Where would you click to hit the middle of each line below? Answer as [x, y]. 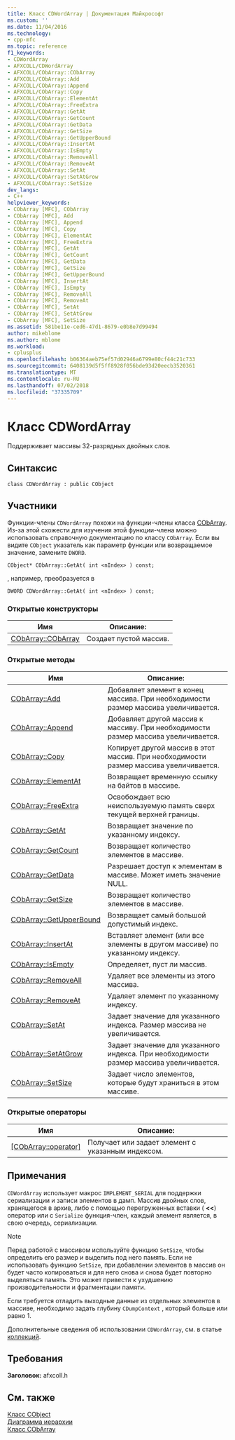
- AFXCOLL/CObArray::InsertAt [51, 144]
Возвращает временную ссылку [163, 776]
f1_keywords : [26, 53]
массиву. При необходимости [159, 727]
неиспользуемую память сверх [161, 805]
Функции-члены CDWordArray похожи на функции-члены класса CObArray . [117, 523]
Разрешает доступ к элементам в [165, 866]
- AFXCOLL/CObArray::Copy [45, 92]
